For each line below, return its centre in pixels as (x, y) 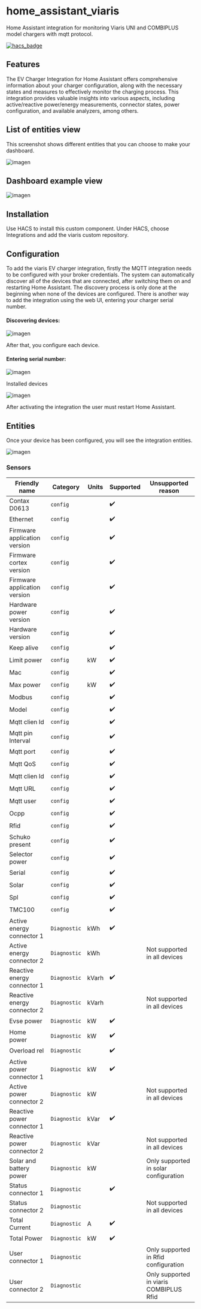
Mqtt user (23, 801)
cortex (18, 562)
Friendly (27, 483)
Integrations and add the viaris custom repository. (68, 235)
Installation (28, 214)
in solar (157, 1168)
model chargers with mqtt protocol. (50, 34)
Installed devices (27, 384)
